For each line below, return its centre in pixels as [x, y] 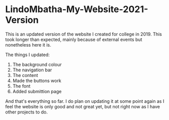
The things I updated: [28, 55]
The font [22, 86]
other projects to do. [27, 112]
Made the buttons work [37, 81]
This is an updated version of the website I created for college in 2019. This [83, 34]
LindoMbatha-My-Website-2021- [77, 9]
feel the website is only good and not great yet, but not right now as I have [83, 106]
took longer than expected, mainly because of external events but [74, 39]
